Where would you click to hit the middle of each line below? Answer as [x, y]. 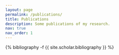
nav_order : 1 [19, 33]
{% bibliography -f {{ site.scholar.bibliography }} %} [60, 47]
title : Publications [27, 19]
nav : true [16, 28]
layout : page [19, 10]
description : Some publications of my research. [58, 24]
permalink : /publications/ [34, 14]
